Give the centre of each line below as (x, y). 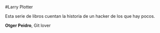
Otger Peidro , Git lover (28, 25)
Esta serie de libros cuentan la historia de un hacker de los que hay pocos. (80, 16)
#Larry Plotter (19, 7)
